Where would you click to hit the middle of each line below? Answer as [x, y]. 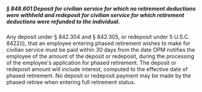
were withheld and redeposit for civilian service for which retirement [95, 15]
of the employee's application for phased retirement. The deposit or [92, 62]
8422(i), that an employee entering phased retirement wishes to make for [98, 43]
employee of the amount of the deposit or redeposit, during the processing [100, 56]
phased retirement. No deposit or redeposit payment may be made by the [99, 76]
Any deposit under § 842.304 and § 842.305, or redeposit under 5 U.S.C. [98, 37]
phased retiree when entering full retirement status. [71, 82]
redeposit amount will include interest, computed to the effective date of [97, 69]
